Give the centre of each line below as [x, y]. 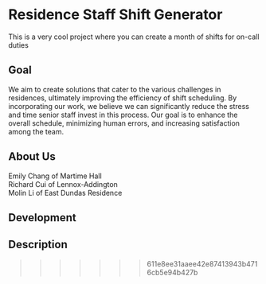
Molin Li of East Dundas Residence [65, 193]
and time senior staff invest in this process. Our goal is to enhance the [123, 115]
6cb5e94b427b [172, 272]
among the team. [36, 131]
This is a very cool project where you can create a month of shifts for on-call [134, 37]
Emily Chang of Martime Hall [55, 176]
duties [19, 45]
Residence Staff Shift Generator [115, 15]
